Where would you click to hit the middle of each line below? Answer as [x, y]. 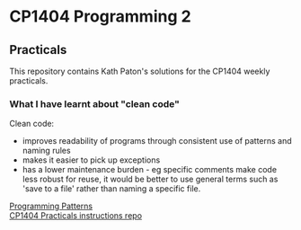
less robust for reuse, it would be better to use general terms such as [150, 179]
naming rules [46, 151]
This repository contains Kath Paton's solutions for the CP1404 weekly [140, 71]
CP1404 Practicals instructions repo [75, 216]
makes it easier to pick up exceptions [91, 160]
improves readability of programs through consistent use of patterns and [157, 141]
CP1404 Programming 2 [100, 17]
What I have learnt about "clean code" [94, 103]
